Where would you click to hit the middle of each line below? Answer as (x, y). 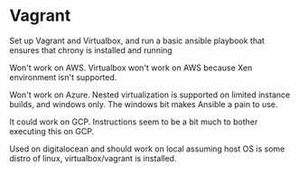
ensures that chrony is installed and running (91, 50)
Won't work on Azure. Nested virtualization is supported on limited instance (150, 95)
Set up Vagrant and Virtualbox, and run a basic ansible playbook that (137, 41)
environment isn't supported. (63, 77)
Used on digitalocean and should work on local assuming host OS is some (147, 149)
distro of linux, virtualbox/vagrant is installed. (93, 158)
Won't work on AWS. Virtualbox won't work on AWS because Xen (131, 68)
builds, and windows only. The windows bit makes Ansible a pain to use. (144, 104)
